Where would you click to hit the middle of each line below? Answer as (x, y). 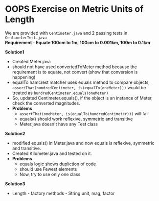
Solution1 (15, 52)
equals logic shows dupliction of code (58, 164)
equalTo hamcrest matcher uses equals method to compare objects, (81, 82)
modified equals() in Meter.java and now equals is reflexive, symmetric (83, 143)
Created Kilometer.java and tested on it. (52, 153)
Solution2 (15, 133)
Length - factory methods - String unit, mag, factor (63, 193)
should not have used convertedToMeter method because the (74, 67)
